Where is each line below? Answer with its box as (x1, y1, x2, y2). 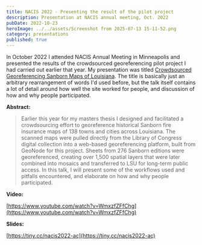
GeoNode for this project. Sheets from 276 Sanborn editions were (21, 147, 185, 154)
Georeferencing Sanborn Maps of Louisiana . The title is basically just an (6, 73, 185, 79)
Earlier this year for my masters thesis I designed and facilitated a (21, 115, 184, 122)
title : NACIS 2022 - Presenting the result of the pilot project (6, 8, 174, 15)
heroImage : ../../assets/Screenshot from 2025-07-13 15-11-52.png (6, 25, 177, 32)
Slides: (6, 220, 24, 228)
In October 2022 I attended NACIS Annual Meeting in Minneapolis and (6, 54, 180, 60)
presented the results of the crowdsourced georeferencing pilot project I (6, 60, 186, 67)
